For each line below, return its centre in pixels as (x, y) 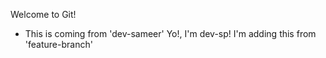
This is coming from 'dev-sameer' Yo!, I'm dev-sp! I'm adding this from (170, 33)
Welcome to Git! (43, 14)
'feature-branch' (58, 44)
